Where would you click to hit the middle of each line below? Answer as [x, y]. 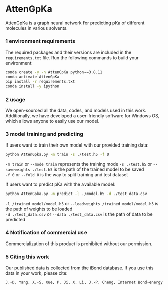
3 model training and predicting [45, 134]
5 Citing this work [27, 257]
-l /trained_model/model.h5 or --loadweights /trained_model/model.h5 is [82, 204]
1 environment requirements [40, 41]
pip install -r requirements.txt [40, 81]
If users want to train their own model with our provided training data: [77, 145]
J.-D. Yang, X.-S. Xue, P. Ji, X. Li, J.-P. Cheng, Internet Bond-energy [84, 282]
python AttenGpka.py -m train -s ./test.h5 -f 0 [57, 155]
